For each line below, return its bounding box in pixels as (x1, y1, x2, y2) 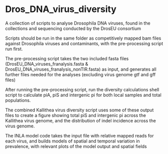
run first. (5, 46, 23, 52)
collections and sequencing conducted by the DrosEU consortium (5, 25, 141, 31)
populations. (5, 97, 31, 103)
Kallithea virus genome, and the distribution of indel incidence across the (5, 117, 156, 123)
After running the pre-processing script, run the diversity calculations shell (5, 86, 159, 92)
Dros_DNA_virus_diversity (5, 4, 117, 15)
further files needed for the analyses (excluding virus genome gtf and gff (5, 71, 156, 77)
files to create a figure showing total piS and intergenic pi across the (5, 112, 146, 118)
